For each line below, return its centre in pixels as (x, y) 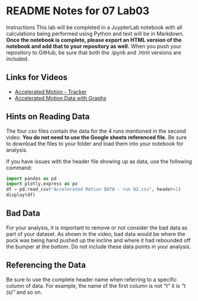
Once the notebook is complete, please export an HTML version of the (94, 40)
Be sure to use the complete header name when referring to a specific (92, 279)
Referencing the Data (46, 265)
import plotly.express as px (42, 184)
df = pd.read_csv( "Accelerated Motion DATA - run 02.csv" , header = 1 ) (94, 190)
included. (17, 59)
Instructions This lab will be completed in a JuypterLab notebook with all (94, 27)
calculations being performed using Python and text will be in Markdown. (95, 33)
